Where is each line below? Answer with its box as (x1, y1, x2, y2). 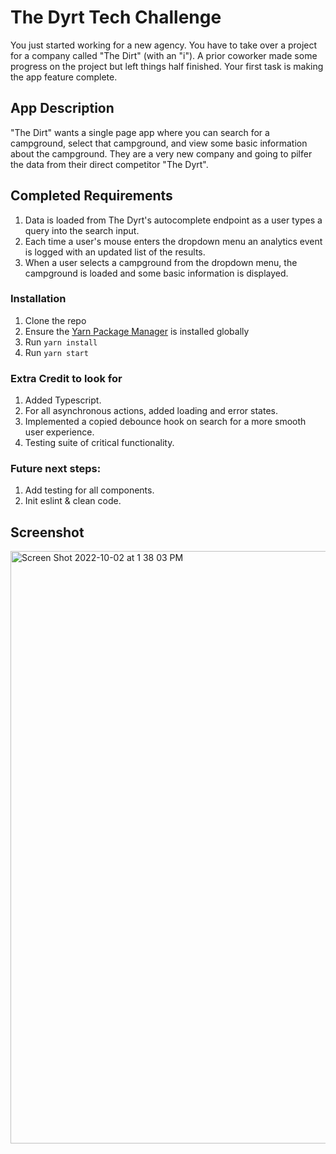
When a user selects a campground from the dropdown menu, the (24, 256, 298, 268)
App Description (10, 100, 115, 117)
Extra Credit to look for (10, 371, 123, 385)
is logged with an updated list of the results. (24, 246, 206, 258)
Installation (10, 292, 67, 306)
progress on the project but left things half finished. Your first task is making (10, 60, 324, 72)
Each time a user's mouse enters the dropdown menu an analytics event (24, 235, 323, 247)
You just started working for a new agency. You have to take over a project (10, 39, 318, 51)
